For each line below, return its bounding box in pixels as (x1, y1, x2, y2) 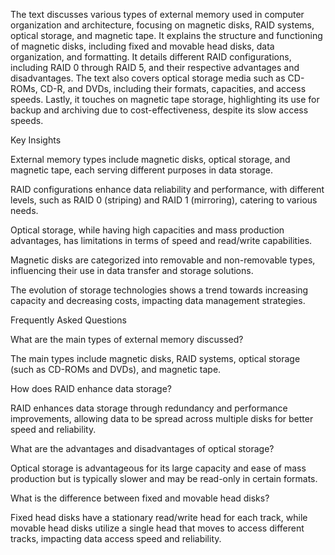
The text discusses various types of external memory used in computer (10, 9, 305, 20)
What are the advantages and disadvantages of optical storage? (10, 443, 275, 454)
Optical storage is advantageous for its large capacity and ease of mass (10, 462, 307, 474)
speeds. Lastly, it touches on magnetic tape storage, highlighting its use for (10, 94, 320, 105)
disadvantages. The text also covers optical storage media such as (10, 72, 286, 84)
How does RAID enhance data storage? (10, 383, 172, 394)
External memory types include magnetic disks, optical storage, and (10, 154, 291, 165)
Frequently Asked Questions (10, 314, 127, 326)
